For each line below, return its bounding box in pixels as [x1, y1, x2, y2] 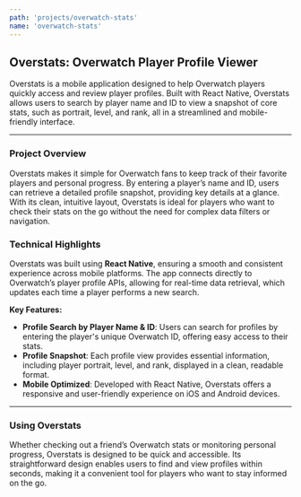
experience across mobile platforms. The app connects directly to [9, 267, 253, 278]
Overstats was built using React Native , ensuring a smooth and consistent [9, 257, 284, 269]
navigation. [9, 215, 51, 226]
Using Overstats [9, 419, 82, 432]
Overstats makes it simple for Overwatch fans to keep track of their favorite [9, 168, 288, 179]
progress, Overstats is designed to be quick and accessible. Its [9, 449, 242, 460]
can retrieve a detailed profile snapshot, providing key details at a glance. [9, 187, 280, 197]
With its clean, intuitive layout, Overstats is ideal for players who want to [9, 196, 275, 207]
